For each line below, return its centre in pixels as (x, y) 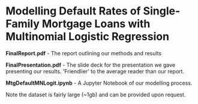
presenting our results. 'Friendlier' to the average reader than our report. (95, 71)
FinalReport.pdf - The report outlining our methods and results (84, 53)
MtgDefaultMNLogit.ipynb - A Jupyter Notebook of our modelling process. (99, 83)
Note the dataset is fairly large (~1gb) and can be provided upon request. (96, 94)
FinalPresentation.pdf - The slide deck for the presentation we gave (91, 65)
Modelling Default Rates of (73, 11)
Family (23, 24)
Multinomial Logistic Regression (87, 37)
